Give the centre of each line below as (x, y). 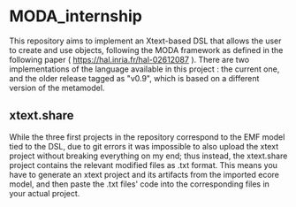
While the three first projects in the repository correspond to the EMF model (147, 137)
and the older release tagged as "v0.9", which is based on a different (134, 78)
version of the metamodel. (57, 88)
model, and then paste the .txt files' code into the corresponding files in (139, 184)
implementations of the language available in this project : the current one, (144, 69)
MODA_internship (76, 16)
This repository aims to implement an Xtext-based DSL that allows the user (145, 41)
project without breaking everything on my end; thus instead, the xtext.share (148, 156)
